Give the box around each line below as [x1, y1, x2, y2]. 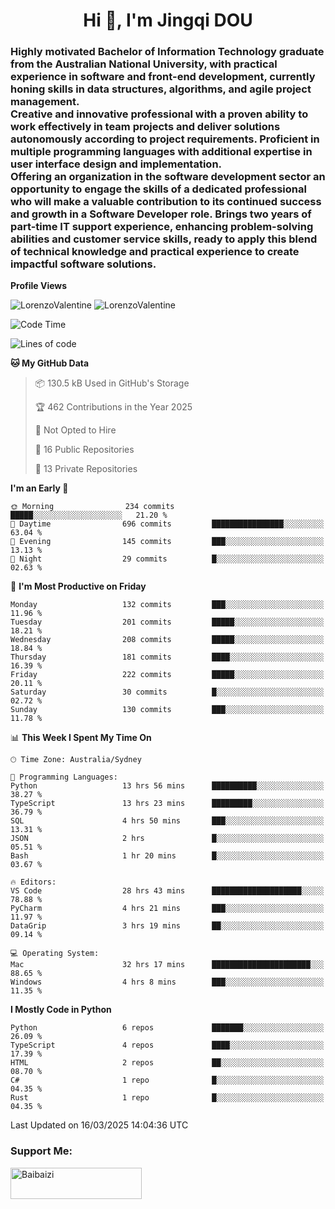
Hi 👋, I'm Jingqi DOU [83, 9, 253, 32]
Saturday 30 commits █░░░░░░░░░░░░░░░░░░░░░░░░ [10, 687, 325, 698]
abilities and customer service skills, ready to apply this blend [10, 232, 318, 246]
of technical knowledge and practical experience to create [10, 245, 300, 259]
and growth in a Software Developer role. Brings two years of [10, 207, 312, 221]
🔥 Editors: [10, 877, 57, 888]
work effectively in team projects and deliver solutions [10, 120, 281, 134]
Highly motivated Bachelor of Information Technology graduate [10, 45, 325, 59]
